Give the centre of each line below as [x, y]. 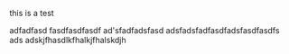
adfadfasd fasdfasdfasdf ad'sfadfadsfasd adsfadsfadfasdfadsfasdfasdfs [144, 30]
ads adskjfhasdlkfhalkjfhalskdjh [68, 40]
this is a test [32, 13]
